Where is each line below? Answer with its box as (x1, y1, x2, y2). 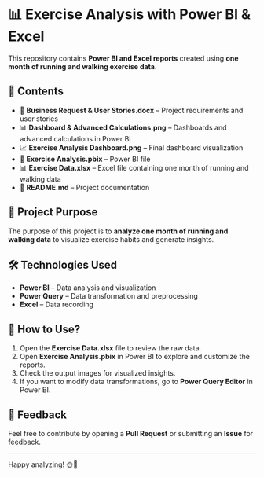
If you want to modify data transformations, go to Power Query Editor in (19, 377, 254, 387)
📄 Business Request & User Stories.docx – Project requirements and (19, 105, 244, 115)
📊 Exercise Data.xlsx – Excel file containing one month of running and (19, 163, 249, 172)
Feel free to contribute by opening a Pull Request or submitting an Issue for (8, 429, 254, 438)
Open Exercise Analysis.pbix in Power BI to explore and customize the (19, 352, 250, 361)
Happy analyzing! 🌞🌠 (8, 460, 79, 469)
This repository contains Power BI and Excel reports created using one (8, 53, 239, 63)
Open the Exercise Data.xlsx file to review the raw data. (19, 343, 202, 353)
